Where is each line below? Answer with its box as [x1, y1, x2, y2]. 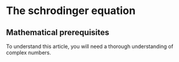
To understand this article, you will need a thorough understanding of [6, 43, 174, 50]
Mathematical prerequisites [6, 27, 110, 37]
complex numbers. [6, 49, 52, 56]
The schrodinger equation [6, 4, 136, 18]
